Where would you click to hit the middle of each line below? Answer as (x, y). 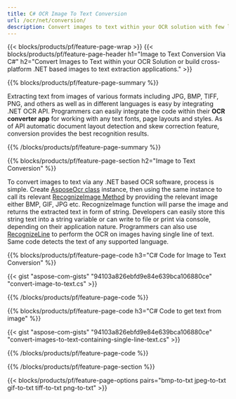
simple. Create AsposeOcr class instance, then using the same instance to (115, 190)
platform (19, 69)
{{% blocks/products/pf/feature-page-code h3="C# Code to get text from (114, 311)
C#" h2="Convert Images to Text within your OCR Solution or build (104, 62)
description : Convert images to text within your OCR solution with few (116, 27)
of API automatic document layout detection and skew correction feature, (113, 126)
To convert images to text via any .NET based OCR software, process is (111, 182)
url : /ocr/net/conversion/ (47, 20)
